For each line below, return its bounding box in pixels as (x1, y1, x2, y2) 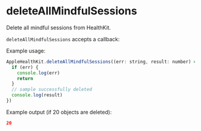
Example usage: (6, 47, 46, 54)
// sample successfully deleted (11, 87, 93, 93)
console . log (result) (11, 92, 63, 98)
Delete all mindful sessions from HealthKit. (6, 24, 111, 31)
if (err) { (11, 64, 39, 70)
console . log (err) (17, 70, 60, 76)
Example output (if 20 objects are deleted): (6, 108, 112, 115)
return (17, 75, 33, 81)
